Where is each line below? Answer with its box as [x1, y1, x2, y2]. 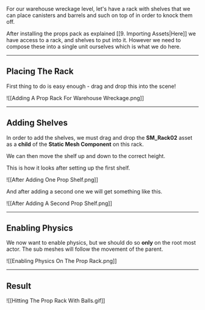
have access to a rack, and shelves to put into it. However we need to [6, 37, 181, 43]
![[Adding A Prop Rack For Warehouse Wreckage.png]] [6, 94, 145, 101]
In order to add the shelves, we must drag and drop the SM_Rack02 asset [6, 134, 193, 141]
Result [6, 281, 32, 291]
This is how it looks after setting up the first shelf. [6, 164, 131, 171]
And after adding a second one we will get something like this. [6, 187, 163, 195]
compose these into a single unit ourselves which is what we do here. [6, 43, 181, 50]
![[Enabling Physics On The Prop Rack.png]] [6, 258, 117, 265]
